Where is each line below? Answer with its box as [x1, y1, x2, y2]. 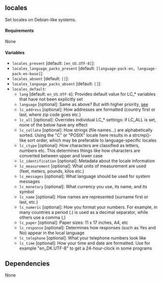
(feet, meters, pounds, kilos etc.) [19, 168, 85, 174]
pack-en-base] [12, 72, 41, 76]
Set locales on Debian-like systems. [5, 16, 76, 22]
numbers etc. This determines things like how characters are [19, 148, 140, 154]
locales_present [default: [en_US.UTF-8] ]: [12, 60, 95, 66]
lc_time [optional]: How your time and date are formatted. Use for [19, 240, 150, 246]
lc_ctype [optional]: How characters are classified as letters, [19, 143, 140, 148]
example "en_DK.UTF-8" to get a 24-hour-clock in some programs [19, 245, 152, 251]
